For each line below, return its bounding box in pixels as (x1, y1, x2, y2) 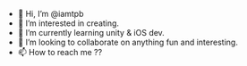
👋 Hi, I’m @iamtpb (17, 9, 84, 19)
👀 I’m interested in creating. (17, 18, 119, 29)
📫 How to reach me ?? (17, 47, 103, 57)
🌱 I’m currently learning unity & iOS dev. (17, 28, 166, 37)
